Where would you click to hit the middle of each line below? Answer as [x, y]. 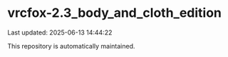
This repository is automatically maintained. [71, 46]
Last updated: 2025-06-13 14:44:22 [60, 32]
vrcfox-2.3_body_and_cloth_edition [115, 13]
